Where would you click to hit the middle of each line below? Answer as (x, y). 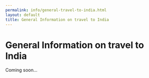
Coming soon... (21, 70)
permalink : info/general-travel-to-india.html (56, 10)
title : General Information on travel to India (57, 19)
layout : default (23, 15)
